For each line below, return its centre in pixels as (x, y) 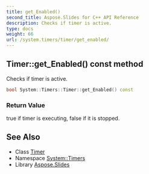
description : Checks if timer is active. (59, 23)
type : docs (20, 29)
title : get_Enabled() (33, 12)
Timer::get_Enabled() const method (75, 64)
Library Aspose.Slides (42, 164)
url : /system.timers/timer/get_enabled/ (58, 40)
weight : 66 (20, 34)
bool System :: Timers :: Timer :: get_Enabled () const (70, 90)
